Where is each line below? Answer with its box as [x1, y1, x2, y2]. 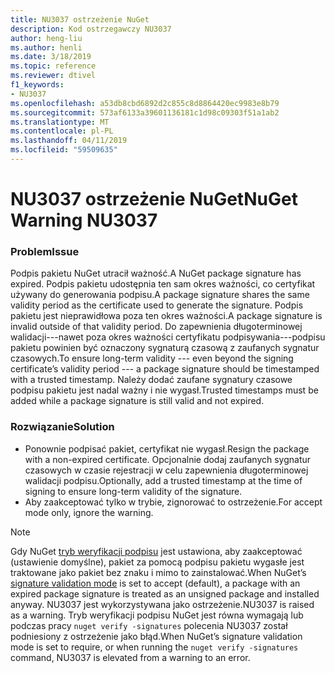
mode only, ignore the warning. [24, 506, 154, 518]
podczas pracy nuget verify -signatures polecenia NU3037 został [10, 619, 288, 631]
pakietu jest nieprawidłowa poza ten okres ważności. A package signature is [10, 310, 323, 322]
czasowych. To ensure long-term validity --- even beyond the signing [10, 352, 294, 365]
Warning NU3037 [10, 209, 158, 232]
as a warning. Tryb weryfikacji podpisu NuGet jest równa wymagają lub [10, 609, 304, 621]
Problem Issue [10, 244, 80, 258]
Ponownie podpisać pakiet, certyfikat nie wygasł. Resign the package [24, 442, 310, 455]
